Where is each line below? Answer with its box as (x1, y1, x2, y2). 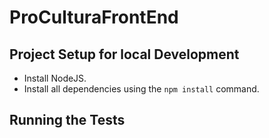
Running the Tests (9, 112, 126, 129)
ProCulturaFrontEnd (9, 6, 179, 29)
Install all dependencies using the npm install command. (23, 83, 260, 95)
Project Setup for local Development (9, 46, 240, 63)
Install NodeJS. (23, 72, 87, 84)
